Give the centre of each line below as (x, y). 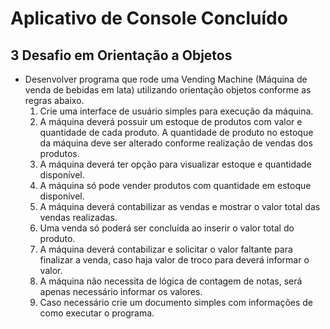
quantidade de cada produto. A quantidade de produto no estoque (176, 132)
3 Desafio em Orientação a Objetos (121, 55)
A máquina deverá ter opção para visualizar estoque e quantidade (175, 164)
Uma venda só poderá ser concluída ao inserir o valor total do (167, 228)
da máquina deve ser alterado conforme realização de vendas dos (176, 143)
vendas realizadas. (78, 217)
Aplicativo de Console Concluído (149, 18)
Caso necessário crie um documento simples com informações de (176, 302)
